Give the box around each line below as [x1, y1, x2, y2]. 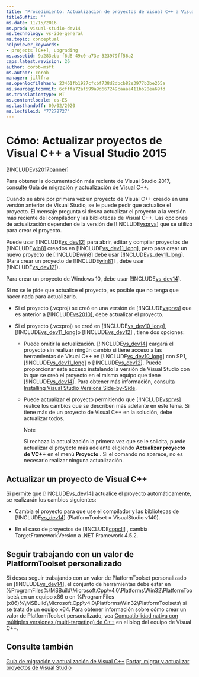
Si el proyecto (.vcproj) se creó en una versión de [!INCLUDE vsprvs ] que [14, 304, 192, 312]
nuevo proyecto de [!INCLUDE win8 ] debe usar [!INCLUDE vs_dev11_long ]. [6, 251, 185, 259]
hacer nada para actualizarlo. [6, 293, 78, 300]
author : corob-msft [6, 64, 54, 70]
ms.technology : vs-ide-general [6, 31, 84, 37]
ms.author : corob [6, 70, 49, 75]
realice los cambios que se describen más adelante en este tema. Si [23, 402, 190, 410]
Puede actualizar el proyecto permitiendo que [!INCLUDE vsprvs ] [23, 396, 181, 403]
